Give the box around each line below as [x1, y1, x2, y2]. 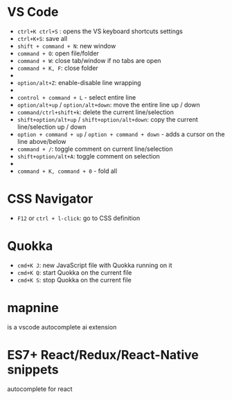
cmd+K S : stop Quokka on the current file [17, 275, 132, 284]
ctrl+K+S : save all [17, 34, 68, 42]
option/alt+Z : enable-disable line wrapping [17, 78, 141, 87]
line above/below [17, 137, 67, 145]
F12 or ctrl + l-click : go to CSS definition [17, 214, 141, 222]
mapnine [7, 300, 59, 316]
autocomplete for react [7, 385, 73, 393]
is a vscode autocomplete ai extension [7, 322, 117, 331]
